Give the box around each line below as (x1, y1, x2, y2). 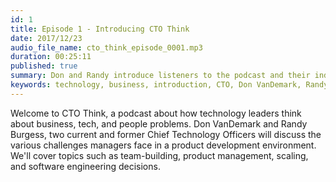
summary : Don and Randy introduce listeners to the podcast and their (10, 71, 311, 81)
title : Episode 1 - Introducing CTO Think (10, 24, 190, 34)
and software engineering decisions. (10, 160, 161, 172)
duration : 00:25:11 (10, 52, 92, 62)
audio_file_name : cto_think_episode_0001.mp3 (10, 42, 203, 53)
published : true (10, 61, 78, 71)
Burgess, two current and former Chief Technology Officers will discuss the (10, 128, 322, 140)
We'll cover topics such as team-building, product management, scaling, (10, 149, 309, 161)
